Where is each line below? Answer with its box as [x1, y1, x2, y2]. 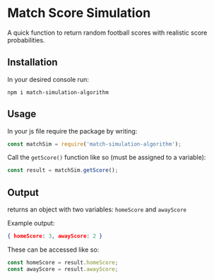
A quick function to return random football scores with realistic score [7, 28, 208, 37]
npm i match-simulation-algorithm [7, 88, 109, 96]
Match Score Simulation [7, 5, 151, 21]
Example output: [7, 219, 55, 228]
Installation [7, 57, 58, 69]
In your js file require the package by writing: [7, 127, 138, 135]
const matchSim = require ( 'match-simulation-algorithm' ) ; [7, 140, 182, 148]
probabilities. [7, 35, 45, 44]
